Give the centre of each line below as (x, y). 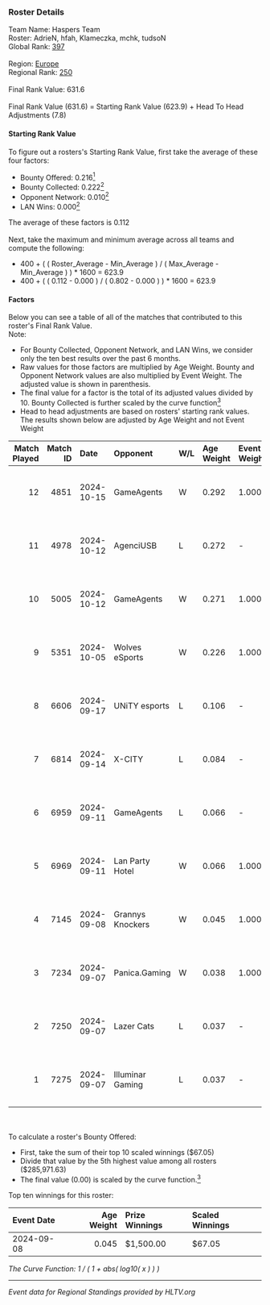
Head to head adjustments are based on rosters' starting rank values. (135, 411)
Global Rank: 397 (37, 47)
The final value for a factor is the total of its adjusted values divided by (136, 393)
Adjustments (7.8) (37, 115)
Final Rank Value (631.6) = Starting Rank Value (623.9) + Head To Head (126, 106)
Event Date (34, 1220)
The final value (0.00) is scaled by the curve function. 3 (110, 1178)
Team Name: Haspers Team (54, 30)
